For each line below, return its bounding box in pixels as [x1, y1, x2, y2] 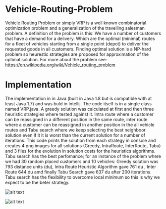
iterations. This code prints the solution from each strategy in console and [5, 137, 156, 143]
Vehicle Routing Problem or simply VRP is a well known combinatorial [5, 20, 147, 26]
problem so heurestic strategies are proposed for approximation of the [5, 51, 149, 57]
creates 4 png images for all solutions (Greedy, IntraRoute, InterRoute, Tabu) [5, 142, 161, 149]
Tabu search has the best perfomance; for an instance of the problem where [5, 153, 161, 159]
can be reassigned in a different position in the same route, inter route [5, 116, 148, 122]
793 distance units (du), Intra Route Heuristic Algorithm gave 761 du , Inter [5, 164, 157, 169]
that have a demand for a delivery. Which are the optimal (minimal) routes [5, 36, 155, 42]
